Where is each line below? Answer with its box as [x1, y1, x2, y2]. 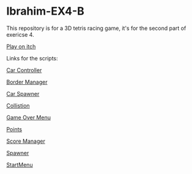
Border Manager [6, 78, 48, 85]
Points [6, 125, 23, 132]
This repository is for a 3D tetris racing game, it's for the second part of [6, 24, 186, 32]
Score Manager [6, 137, 46, 145]
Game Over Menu [6, 114, 51, 121]
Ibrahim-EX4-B [6, 4, 84, 18]
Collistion [6, 102, 30, 109]
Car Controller [6, 66, 42, 74]
